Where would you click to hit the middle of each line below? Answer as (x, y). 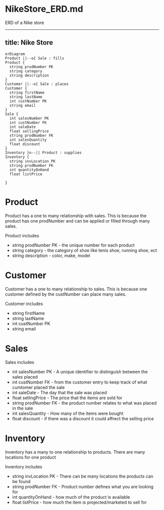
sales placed (25, 377)
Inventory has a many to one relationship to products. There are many (75, 452)
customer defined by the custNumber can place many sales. (66, 294)
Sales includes (20, 362)
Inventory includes (24, 466)
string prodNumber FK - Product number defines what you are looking (83, 486)
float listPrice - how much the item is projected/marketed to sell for (80, 502)
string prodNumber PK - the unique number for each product (73, 245)
